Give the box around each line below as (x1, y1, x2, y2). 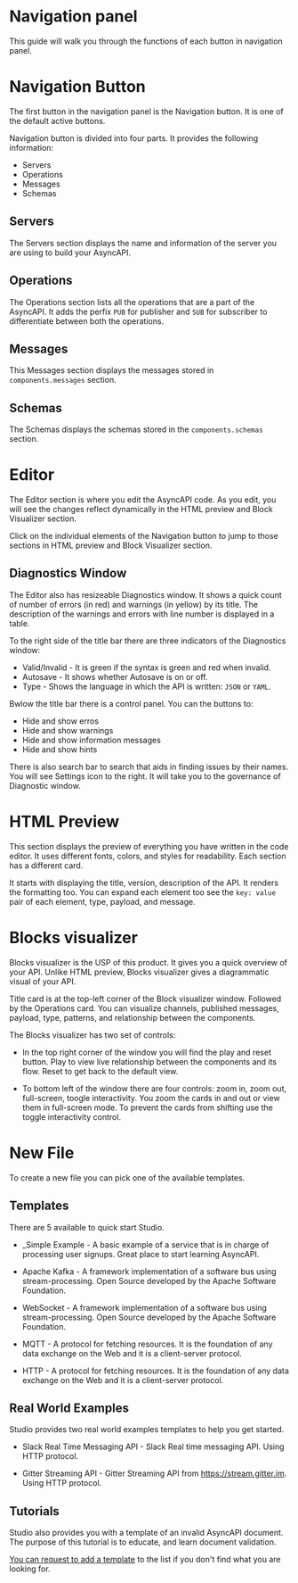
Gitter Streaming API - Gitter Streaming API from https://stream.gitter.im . (21, 1468, 287, 1479)
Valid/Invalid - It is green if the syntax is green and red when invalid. (21, 662, 271, 673)
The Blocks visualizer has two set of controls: (9, 1029, 176, 1040)
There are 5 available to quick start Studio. (9, 1222, 165, 1232)
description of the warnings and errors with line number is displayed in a (9, 609, 275, 619)
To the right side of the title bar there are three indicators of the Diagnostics (9, 635, 286, 646)
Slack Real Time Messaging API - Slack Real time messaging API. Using (21, 1441, 285, 1452)
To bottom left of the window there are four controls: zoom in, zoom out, (21, 1082, 287, 1094)
